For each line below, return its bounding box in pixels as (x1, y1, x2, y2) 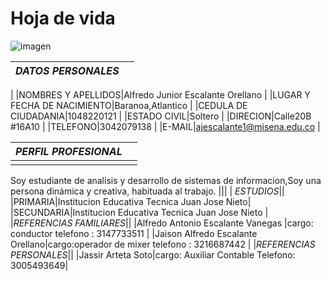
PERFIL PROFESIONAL (15, 144, 123, 158)
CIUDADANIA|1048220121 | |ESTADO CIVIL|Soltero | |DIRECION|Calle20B (10, 110, 312, 122)
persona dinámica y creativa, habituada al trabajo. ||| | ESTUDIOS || (10, 185, 285, 197)
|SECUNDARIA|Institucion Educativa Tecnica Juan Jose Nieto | (10, 206, 269, 218)
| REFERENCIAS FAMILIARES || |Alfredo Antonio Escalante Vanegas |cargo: (10, 217, 314, 229)
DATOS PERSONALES (15, 63, 120, 77)
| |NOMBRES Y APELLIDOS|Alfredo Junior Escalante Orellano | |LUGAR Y (10, 88, 311, 101)
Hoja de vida (10, 7, 116, 30)
